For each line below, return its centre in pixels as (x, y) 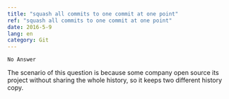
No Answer (22, 60)
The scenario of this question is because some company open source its (113, 73)
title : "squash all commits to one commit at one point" (93, 14)
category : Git (28, 40)
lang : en (20, 34)
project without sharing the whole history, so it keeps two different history (115, 80)
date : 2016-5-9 (30, 27)
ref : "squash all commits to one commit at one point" (90, 21)
